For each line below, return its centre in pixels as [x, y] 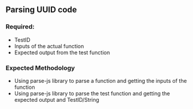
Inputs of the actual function [49, 46]
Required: [20, 27]
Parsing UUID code [41, 10]
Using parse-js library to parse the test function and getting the [92, 93]
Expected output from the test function [62, 52]
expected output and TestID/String [57, 99]
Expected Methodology [40, 68]
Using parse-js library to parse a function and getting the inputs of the [100, 80]
